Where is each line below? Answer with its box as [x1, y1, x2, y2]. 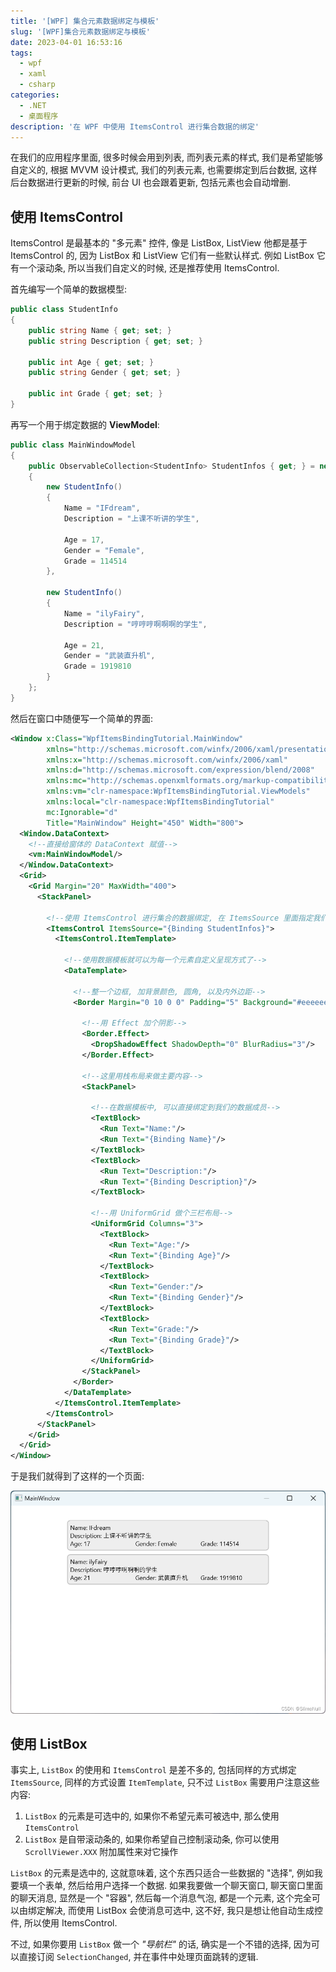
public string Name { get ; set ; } [28, 325, 172, 335]
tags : [10, 48, 33, 58]
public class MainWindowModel [10, 440, 137, 450]
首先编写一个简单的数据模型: [10, 283, 128, 295]
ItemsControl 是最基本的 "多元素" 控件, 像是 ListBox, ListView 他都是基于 [10, 237, 308, 249]
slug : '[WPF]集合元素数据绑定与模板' [10, 26, 151, 37]
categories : [10, 90, 60, 100]
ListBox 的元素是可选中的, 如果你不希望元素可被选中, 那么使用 [24, 1810, 280, 1822]
